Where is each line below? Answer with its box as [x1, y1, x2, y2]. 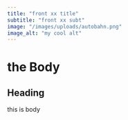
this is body [7, 105, 40, 114]
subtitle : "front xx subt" [7, 17, 85, 24]
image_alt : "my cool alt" [7, 29, 82, 37]
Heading [7, 87, 45, 98]
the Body [7, 60, 60, 75]
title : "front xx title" [7, 10, 79, 17]
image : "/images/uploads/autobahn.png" [7, 23, 122, 30]
